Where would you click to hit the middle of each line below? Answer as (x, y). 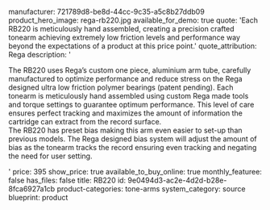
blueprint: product (38, 197)
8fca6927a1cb (32, 189)
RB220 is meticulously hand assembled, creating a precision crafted (122, 29)
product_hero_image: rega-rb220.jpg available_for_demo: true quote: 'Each (133, 20)
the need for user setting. (50, 156)
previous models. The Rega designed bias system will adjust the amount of (133, 139)
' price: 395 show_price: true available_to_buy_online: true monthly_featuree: (135, 172)
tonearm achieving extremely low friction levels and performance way (124, 37)
